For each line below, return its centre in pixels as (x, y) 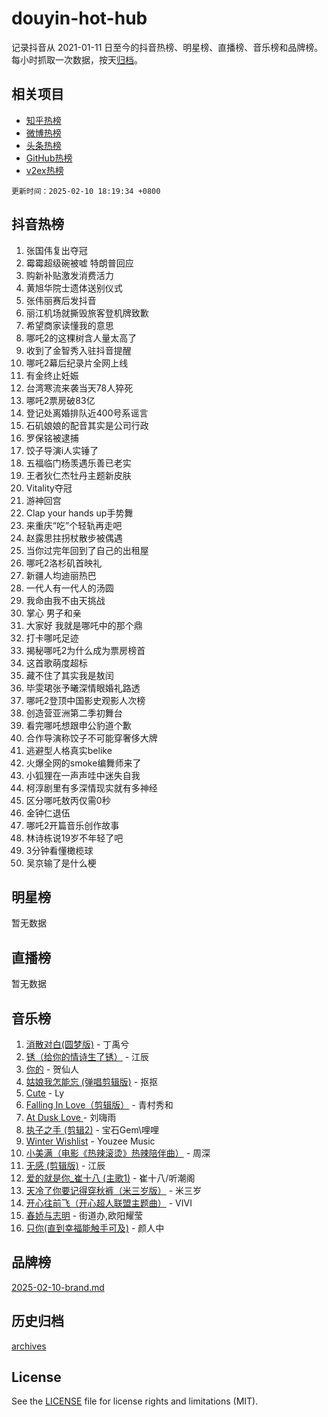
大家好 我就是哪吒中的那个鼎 (84, 625)
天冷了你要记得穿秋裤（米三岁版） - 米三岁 (114, 1190)
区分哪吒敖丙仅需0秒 (68, 800)
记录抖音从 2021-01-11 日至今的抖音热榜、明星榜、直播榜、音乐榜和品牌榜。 (167, 47)
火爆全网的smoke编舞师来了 (83, 763)
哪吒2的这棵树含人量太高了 (81, 338)
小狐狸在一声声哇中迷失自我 (83, 775)
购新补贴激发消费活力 (69, 275)
